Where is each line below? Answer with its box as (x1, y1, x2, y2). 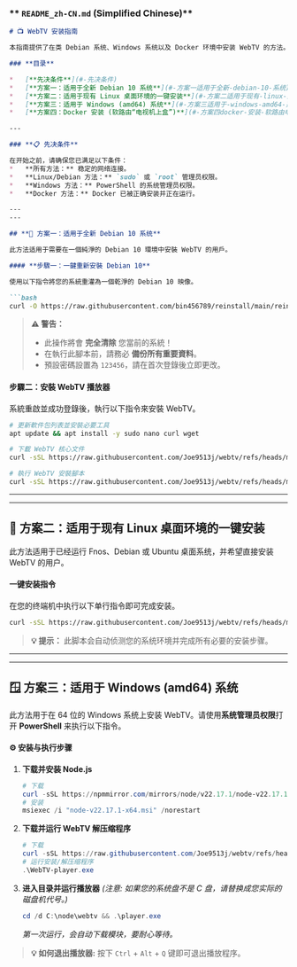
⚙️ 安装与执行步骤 (9, 743, 72, 753)
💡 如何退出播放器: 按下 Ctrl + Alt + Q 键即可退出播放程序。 (30, 948, 246, 958)
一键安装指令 (9, 579, 56, 589)
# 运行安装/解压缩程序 (21, 858, 95, 867)
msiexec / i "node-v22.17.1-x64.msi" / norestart (21, 806, 202, 815)
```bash (9, 293, 38, 302)
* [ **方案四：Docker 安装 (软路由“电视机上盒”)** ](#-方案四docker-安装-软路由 (9, 108, 285, 117)
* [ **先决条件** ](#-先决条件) (9, 74, 118, 84)
